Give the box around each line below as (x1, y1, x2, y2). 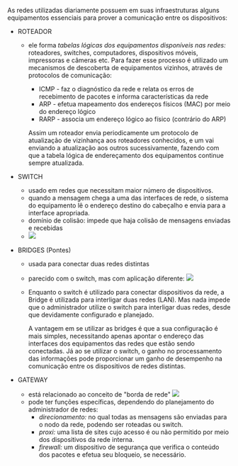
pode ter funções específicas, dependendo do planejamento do (28, 398, 215, 406)
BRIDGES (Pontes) (17, 246, 72, 254)
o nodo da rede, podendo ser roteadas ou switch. (38, 421, 183, 428)
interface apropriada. (28, 209, 90, 217)
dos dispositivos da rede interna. (38, 436, 135, 443)
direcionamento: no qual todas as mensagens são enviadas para (38, 413, 227, 421)
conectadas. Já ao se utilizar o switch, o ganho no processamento (28, 347, 222, 355)
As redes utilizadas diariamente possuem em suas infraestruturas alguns (7, 6, 220, 14)
